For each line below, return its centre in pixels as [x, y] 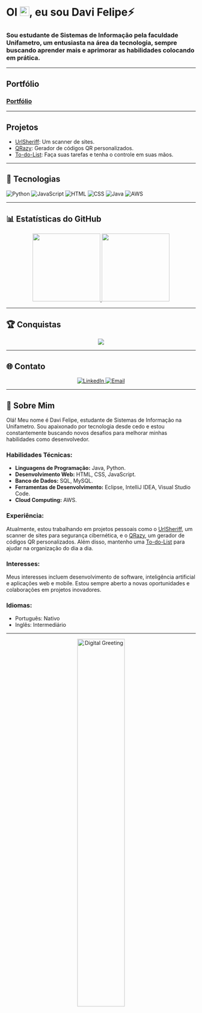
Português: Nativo [37, 618]
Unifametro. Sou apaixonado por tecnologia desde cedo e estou [86, 427]
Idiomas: [19, 605]
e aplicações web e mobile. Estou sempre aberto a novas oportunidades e [98, 583]
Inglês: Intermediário [40, 625]
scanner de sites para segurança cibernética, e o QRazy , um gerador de [96, 535]
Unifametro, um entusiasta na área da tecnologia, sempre [92, 43]
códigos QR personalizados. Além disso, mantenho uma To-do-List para [96, 542]
